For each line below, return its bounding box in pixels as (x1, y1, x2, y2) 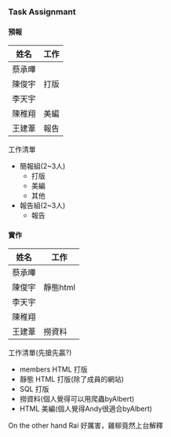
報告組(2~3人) (19, 201, 66, 210)
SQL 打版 (19, 384, 49, 394)
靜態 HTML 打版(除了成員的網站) (19, 375, 124, 384)
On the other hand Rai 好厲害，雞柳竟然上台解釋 (8, 420, 163, 431)
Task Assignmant (8, 6, 76, 17)
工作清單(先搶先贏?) (8, 348, 72, 357)
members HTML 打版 (19, 365, 88, 374)
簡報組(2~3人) (19, 161, 66, 171)
